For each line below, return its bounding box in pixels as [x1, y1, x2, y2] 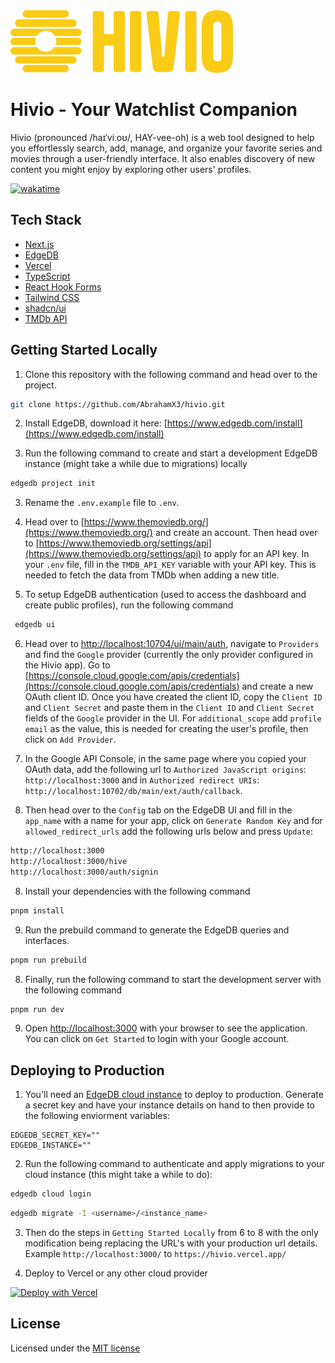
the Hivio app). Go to [24, 659, 111, 671]
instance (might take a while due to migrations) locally [24, 458, 248, 470]
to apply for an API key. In [203, 548, 310, 560]
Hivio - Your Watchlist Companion [10, 99, 298, 121]
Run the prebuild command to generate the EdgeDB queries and [24, 924, 290, 936]
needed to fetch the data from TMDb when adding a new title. [24, 569, 280, 581]
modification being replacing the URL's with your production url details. [24, 1237, 318, 1249]
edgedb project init [10, 479, 97, 489]
